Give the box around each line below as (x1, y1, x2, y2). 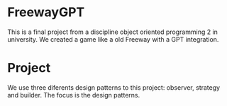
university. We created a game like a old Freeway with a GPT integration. (7, 35, 219, 43)
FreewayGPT (7, 4, 85, 20)
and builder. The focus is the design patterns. (7, 90, 140, 99)
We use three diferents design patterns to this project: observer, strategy (7, 83, 221, 92)
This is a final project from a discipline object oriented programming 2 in (7, 28, 218, 36)
